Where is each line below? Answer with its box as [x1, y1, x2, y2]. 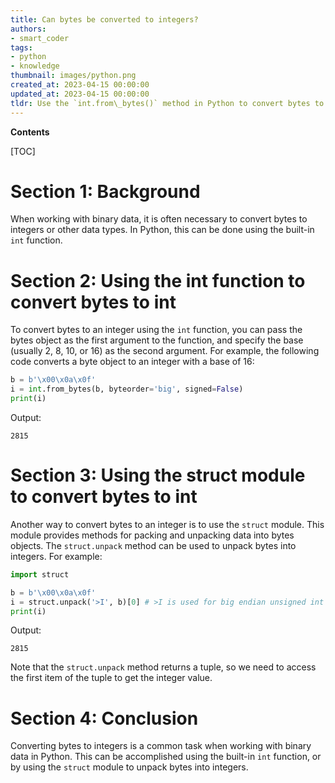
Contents [10, 126, 50, 138]
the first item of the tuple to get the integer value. [10, 672, 213, 684]
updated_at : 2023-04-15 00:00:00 [10, 89, 150, 99]
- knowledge [10, 61, 60, 71]
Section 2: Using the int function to [10, 269, 306, 292]
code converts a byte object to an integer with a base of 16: [10, 356, 255, 368]
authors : [10, 24, 47, 34]
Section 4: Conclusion [10, 707, 199, 730]
